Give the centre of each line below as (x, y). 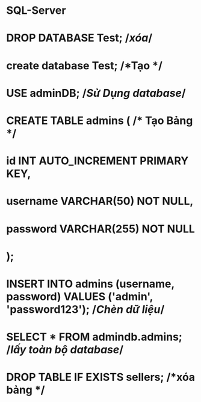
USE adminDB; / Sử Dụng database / (96, 93)
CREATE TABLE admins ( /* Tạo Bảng (100, 120)
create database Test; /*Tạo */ (84, 65)
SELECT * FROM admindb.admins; (94, 337)
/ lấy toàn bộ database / (65, 350)
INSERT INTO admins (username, (90, 284)
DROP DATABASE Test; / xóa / (79, 38)
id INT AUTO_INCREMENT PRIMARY (97, 161)
